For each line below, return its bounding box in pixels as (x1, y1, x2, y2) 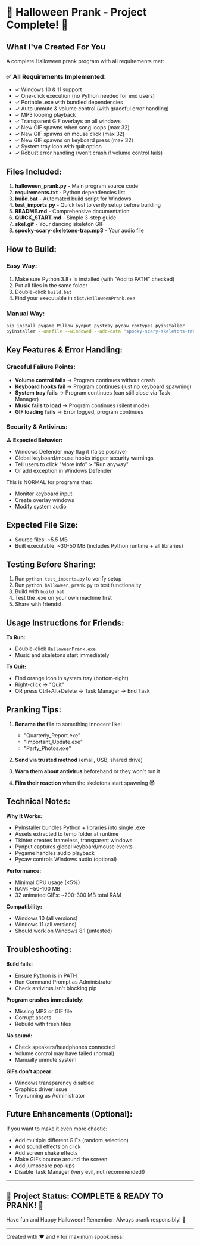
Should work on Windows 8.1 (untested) (14, 927, 112, 934)
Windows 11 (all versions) (14, 920, 77, 928)
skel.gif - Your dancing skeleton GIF (14, 221, 104, 228)
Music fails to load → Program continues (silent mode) (14, 402, 150, 409)
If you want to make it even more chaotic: (6, 1125, 108, 1132)
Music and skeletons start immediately (14, 652, 110, 659)
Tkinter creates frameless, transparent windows (14, 836, 133, 844)
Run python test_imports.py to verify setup (14, 575, 122, 582)
